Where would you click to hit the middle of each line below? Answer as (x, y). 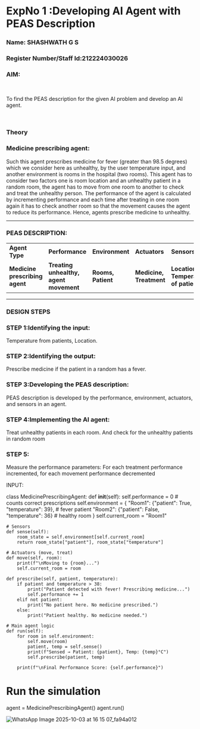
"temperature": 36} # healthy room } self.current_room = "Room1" (87, 516)
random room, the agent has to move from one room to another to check (95, 187)
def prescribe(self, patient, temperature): (62, 579)
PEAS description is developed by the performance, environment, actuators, (99, 398)
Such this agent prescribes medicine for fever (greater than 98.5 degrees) (97, 161)
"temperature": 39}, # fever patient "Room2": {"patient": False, (83, 509)
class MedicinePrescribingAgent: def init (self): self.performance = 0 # (92, 497)
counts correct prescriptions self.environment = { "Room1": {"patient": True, (99, 503)
